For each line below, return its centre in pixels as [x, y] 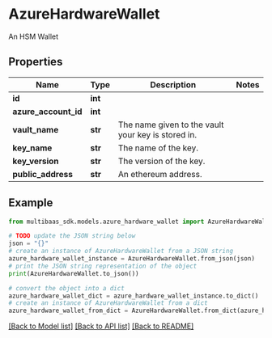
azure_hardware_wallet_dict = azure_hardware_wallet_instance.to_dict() [134, 296]
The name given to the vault [171, 125]
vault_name [36, 129]
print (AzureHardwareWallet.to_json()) [74, 273]
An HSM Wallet [34, 36]
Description [173, 84]
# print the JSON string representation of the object [103, 266]
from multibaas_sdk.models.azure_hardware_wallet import [106, 222]
